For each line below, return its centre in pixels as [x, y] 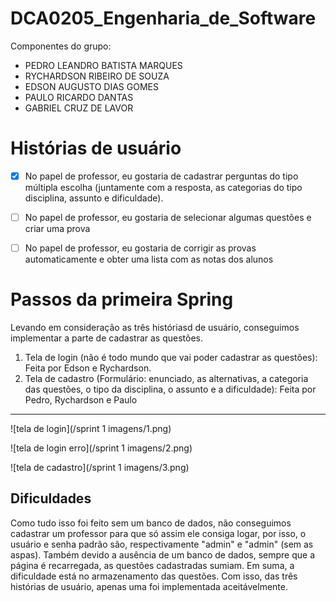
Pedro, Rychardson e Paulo [81, 400]
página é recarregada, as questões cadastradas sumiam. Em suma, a [152, 565]
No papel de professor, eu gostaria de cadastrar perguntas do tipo [161, 176]
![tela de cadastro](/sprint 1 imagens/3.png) [100, 467]
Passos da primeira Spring [122, 299]
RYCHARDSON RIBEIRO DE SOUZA [97, 76]
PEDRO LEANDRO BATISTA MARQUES [103, 65]
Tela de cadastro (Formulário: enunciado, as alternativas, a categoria [166, 378]
